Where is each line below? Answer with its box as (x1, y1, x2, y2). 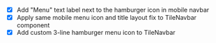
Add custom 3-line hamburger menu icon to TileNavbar (16, 29, 176, 37)
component (16, 21, 50, 29)
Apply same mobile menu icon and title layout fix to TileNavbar (16, 14, 196, 22)
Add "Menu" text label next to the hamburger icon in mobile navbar (16, 6, 210, 14)
